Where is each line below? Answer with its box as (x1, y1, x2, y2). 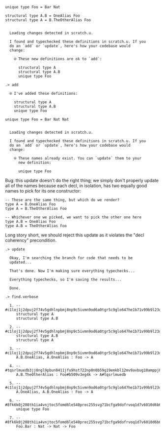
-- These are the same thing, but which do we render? (5, 197, 120, 202)
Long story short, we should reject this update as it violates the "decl (5, 232, 144, 238)
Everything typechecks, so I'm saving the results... (9, 277, 122, 282)
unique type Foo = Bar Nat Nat (5, 117, 69, 122)
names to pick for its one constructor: (5, 188, 81, 194)
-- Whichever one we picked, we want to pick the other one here (5, 215, 141, 220)
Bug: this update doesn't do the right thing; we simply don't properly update (5, 178, 159, 183)
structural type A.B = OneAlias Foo (5, 13, 80, 18)
